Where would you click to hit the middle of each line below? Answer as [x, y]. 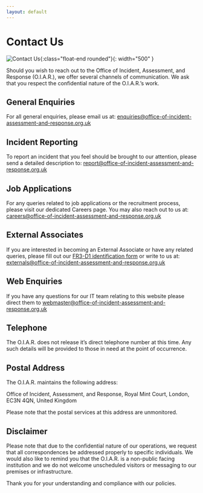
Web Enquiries [34, 282]
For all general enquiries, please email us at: [61, 117]
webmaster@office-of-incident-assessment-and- [104, 302]
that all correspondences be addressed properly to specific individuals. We [100, 452]
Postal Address [36, 367]
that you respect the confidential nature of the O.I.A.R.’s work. [83, 83]
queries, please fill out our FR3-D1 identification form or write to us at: [93, 256]
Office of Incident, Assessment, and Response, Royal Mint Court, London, [98, 394]
